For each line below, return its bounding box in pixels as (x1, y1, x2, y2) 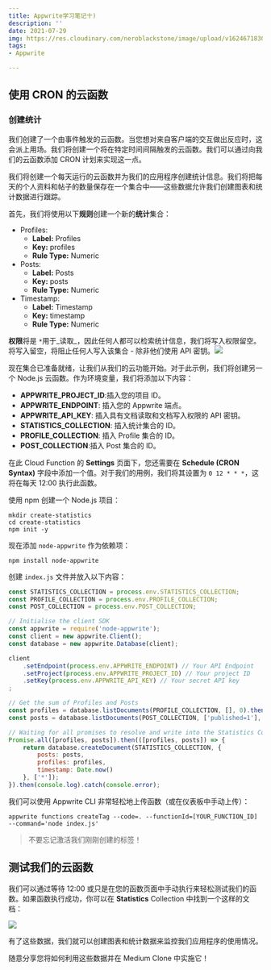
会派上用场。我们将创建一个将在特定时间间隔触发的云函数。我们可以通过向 (8, 144, 256, 154)
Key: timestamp (31, 310, 85, 320)
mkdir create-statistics (8, 511, 92, 519)
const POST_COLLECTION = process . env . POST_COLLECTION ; (8, 602, 197, 611)
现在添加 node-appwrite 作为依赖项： (8, 540, 131, 550)
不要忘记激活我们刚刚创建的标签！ (27, 835, 142, 844)
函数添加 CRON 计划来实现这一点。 (29, 154, 147, 164)
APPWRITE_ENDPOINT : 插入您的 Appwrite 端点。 (19, 400, 186, 410)
